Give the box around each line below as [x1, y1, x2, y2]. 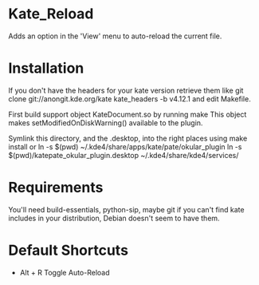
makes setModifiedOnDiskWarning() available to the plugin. [8, 117, 203, 128]
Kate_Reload [8, 5, 94, 23]
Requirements [8, 179, 104, 196]
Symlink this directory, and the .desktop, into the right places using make [8, 133, 248, 143]
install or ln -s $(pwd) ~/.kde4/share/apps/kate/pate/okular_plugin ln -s [8, 141, 242, 152]
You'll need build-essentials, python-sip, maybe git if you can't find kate [8, 204, 245, 214]
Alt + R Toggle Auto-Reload [19, 267, 110, 277]
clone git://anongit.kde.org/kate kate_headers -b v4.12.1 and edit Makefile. [8, 93, 251, 104]
